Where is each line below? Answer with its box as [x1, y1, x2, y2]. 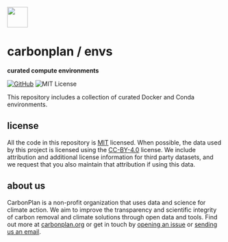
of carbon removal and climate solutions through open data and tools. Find [7, 213, 218, 221]
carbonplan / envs [7, 44, 113, 60]
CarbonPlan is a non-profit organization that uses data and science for [7, 198, 206, 206]
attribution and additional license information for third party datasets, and [7, 153, 214, 161]
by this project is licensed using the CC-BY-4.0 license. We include [7, 145, 197, 154]
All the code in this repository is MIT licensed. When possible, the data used [7, 138, 221, 147]
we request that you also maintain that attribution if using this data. [7, 160, 196, 168]
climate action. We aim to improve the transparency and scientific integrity [7, 206, 217, 214]
